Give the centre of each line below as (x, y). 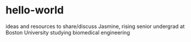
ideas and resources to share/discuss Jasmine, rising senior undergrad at (95, 26)
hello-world (35, 10)
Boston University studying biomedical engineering (68, 32)
